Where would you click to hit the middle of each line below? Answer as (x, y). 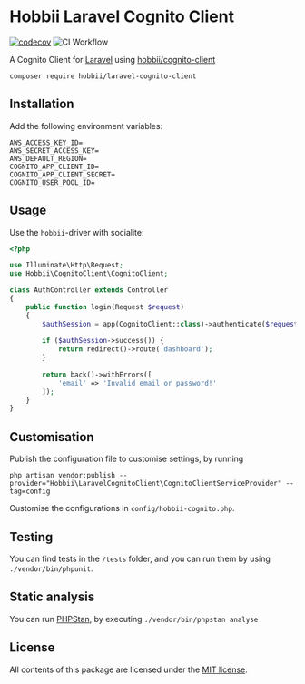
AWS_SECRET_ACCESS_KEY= (54, 151)
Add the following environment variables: (86, 126)
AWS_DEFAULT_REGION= (49, 158)
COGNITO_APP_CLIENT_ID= (54, 166)
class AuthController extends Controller (89, 290)
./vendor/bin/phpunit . (51, 568)
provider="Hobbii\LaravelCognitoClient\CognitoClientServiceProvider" (146, 484)
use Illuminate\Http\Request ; (67, 266)
